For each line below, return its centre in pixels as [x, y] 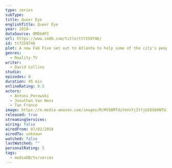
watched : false [21, 139]
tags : [11, 153]
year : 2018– [18, 29]
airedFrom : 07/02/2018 [29, 129]
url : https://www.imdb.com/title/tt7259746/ [53, 39]
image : [12, 110]
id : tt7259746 [20, 44]
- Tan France [24, 106]
